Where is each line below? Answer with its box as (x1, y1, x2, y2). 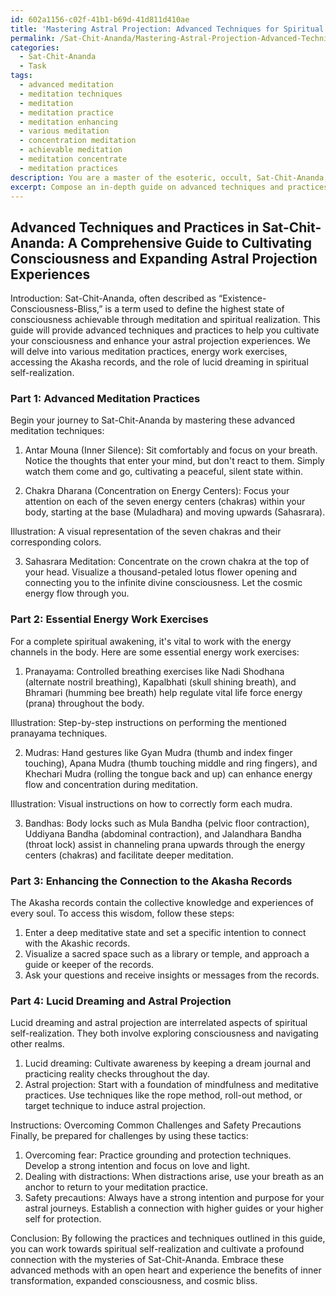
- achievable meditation (19, 145, 123, 155)
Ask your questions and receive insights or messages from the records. (24, 969, 320, 981)
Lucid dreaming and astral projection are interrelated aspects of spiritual (10, 1017, 308, 1029)
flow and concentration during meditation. (24, 778, 198, 790)
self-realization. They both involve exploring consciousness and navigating (10, 1027, 319, 1040)
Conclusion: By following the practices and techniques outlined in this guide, (10, 1232, 326, 1245)
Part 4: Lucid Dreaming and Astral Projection (10, 994, 232, 1008)
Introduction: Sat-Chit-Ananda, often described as (10, 292, 217, 305)
